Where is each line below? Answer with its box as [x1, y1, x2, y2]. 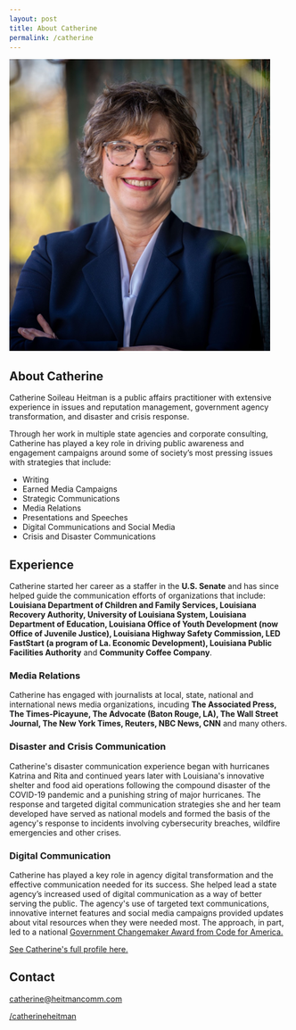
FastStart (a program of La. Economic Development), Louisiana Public [9, 638, 272, 648]
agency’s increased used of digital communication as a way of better [9, 888, 262, 899]
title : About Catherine [9, 23, 98, 33]
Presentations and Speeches [21, 512, 128, 523]
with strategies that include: [9, 457, 111, 468]
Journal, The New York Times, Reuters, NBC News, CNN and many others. [9, 719, 288, 729]
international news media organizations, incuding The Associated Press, [9, 699, 277, 710]
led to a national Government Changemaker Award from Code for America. [9, 926, 284, 937]
